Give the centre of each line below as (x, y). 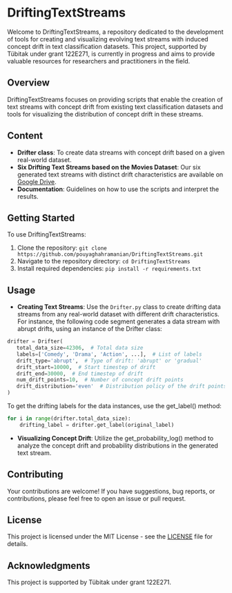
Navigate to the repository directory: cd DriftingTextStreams (104, 261)
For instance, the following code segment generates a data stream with (118, 321)
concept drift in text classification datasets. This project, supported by (107, 46)
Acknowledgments (49, 566)
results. (28, 196)
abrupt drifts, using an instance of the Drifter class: (89, 329)
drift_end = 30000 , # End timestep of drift (80, 374)
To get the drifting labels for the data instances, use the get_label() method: (115, 406)
